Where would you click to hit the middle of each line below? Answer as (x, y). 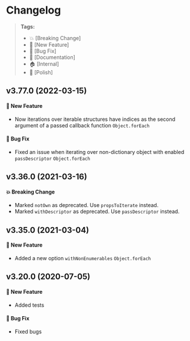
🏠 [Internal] (44, 64)
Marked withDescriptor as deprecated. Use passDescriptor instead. (97, 212)
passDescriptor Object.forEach (52, 159)
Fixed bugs (28, 332)
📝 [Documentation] (52, 57)
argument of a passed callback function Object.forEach (82, 125)
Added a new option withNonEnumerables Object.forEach (83, 258)
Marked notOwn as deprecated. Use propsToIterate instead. (86, 205)
